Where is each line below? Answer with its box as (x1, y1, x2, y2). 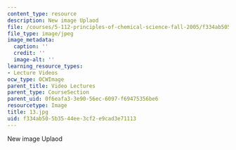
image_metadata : (7, 37, 55, 44)
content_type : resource (7, 10, 77, 18)
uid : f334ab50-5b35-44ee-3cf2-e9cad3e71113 (7, 115, 137, 122)
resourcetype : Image (7, 102, 68, 109)
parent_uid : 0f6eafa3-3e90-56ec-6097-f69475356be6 (7, 96, 159, 103)
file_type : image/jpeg (7, 30, 74, 37)
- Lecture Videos (7, 69, 58, 76)
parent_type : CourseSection (7, 89, 90, 96)
